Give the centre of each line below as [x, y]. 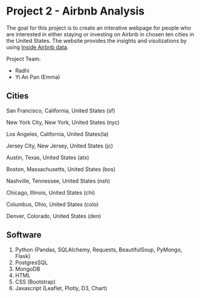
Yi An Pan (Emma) [37, 77]
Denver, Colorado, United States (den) [54, 216]
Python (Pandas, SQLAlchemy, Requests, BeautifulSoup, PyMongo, [98, 250]
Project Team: [24, 59]
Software [24, 235]
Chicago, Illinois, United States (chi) [51, 192]
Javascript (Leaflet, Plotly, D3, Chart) [61, 288]
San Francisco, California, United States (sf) [61, 111]
